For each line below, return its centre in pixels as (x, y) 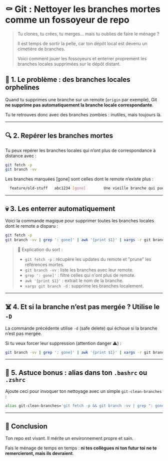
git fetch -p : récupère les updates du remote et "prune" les (88, 259)
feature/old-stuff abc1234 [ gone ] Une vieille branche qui (82, 188)
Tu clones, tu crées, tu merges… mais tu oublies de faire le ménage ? (88, 34)
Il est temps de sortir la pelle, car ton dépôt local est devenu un (82, 43)
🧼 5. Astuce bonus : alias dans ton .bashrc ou (76, 372)
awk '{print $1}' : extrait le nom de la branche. (74, 280)
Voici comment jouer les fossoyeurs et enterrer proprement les (82, 58)
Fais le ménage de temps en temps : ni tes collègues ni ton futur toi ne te (81, 448)
